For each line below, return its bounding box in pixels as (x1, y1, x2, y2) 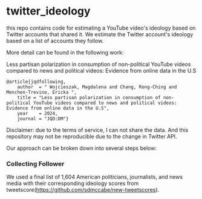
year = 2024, (17, 110, 59, 116)
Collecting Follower (6, 159, 65, 168)
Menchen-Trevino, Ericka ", (6, 89, 77, 95)
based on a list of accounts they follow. (6, 37, 104, 44)
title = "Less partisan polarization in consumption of (17, 94, 161, 100)
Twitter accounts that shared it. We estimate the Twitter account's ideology (6, 30, 194, 38)
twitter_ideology (6, 4, 91, 18)
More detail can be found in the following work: (6, 48, 124, 56)
